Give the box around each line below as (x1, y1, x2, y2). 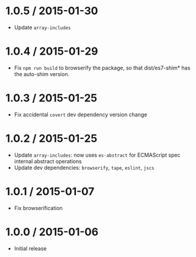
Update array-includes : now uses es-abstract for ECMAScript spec (14, 151, 181, 158)
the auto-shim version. (14, 70, 69, 78)
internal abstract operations (14, 157, 82, 164)
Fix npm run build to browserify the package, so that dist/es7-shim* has (14, 64, 191, 71)
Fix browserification (14, 204, 63, 211)
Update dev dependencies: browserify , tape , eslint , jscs (14, 164, 155, 171)
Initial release (14, 245, 47, 252)
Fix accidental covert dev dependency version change (14, 111, 147, 118)
